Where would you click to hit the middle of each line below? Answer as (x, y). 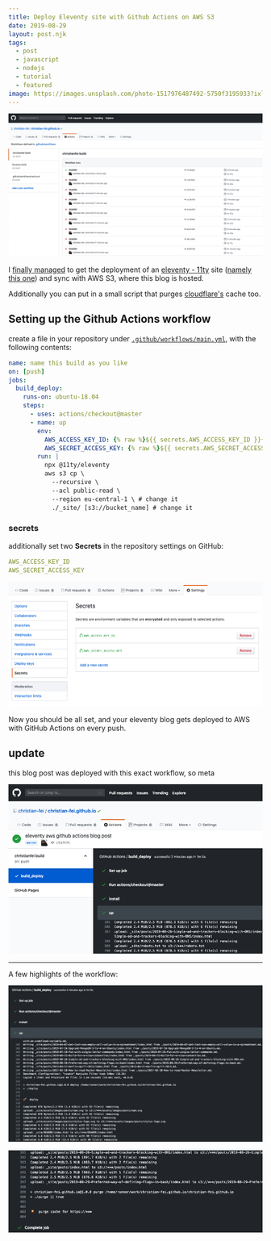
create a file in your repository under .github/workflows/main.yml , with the (132, 338)
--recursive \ (75, 483)
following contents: (40, 347)
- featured (34, 85)
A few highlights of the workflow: (63, 974)
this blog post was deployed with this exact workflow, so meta (112, 773)
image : (19, 94)
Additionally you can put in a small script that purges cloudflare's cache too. (135, 294)
